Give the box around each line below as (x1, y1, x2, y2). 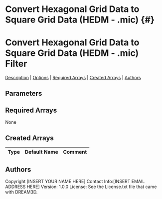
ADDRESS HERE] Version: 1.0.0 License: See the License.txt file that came (5, 184, 157, 190)
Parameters (5, 89, 42, 98)
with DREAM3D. (5, 189, 38, 195)
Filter (5, 58, 27, 69)
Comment (63, 149, 87, 156)
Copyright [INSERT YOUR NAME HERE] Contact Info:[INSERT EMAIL (5, 178, 145, 184)
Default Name (24, 149, 58, 156)
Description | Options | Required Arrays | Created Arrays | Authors (5, 75, 141, 81)
